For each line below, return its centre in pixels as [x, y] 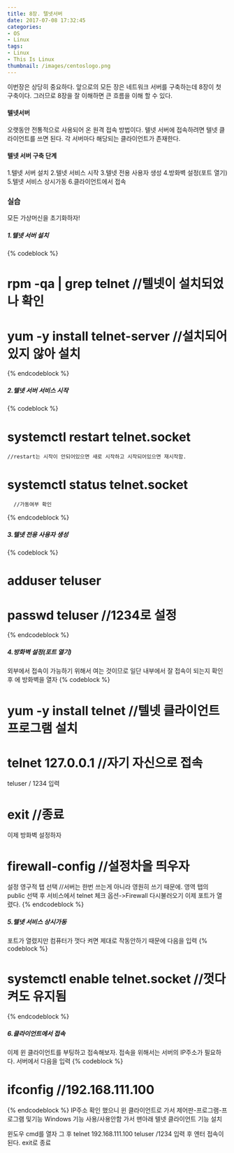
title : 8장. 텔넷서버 [35, 14]
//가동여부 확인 [33, 505]
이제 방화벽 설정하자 [34, 835]
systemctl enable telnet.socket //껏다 [117, 979]
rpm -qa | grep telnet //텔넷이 [92, 284]
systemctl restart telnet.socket [99, 437]
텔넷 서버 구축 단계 [32, 156]
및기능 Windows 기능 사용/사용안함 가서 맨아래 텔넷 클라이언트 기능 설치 [124, 1119]
